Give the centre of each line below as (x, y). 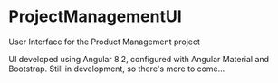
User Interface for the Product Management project (105, 41)
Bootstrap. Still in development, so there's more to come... (117, 69)
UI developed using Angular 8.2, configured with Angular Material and (139, 59)
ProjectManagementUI (95, 17)
